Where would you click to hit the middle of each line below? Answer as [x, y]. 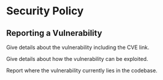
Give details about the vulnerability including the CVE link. [78, 47]
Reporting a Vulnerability [54, 33]
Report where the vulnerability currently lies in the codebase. [82, 70]
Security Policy [45, 11]
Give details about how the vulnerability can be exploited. [77, 59]
